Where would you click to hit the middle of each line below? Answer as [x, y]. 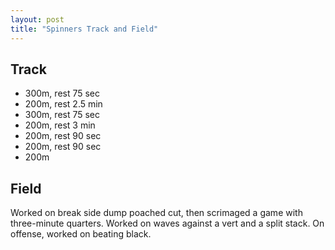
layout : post [37, 19]
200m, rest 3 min [60, 125]
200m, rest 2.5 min [63, 104]
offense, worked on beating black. [81, 234]
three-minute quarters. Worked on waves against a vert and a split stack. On [167, 223]
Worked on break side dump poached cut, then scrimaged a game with [156, 213]
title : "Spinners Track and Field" [84, 29]
